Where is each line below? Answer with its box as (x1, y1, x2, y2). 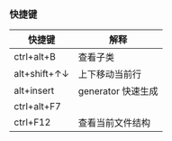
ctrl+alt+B (14, 51, 57, 63)
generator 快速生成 (77, 85, 159, 98)
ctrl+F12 (14, 116, 51, 128)
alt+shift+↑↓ (14, 68, 70, 80)
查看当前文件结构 (77, 117, 151, 129)
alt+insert (14, 84, 55, 97)
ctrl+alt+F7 (14, 100, 61, 113)
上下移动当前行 (77, 68, 142, 80)
